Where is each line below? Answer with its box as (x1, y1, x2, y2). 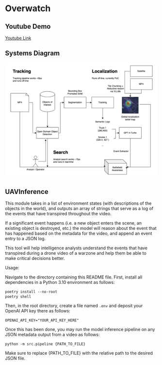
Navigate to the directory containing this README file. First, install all (5, 274, 143, 280)
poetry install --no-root (5, 290, 57, 295)
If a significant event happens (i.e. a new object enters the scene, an (5, 220, 142, 226)
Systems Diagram (5, 49, 60, 57)
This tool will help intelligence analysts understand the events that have (5, 245, 148, 251)
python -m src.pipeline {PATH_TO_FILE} (5, 342, 86, 347)
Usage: (5, 265, 19, 271)
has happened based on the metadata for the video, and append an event (5, 230, 152, 236)
